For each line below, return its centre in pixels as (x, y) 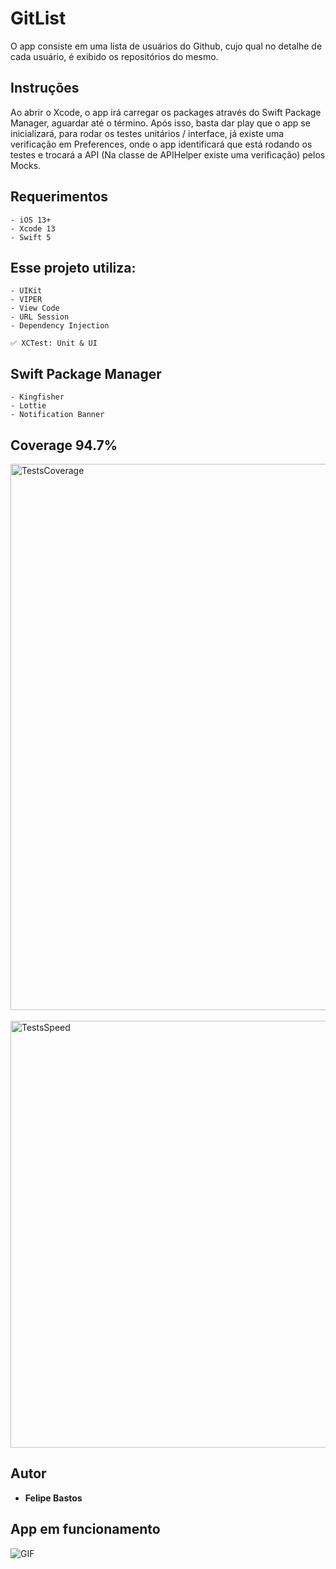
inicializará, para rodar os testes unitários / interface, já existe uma (147, 133)
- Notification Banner (57, 415)
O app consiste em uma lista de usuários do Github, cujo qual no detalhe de (166, 46)
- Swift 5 (31, 237)
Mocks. (26, 165)
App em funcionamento (85, 1529)
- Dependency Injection (60, 326)
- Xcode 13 (33, 228)
